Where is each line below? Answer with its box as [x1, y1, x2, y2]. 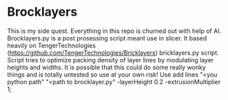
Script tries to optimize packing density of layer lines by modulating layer [7, 55, 214, 64]
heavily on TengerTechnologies [7, 41, 96, 49]
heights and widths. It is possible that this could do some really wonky [7, 63, 207, 71]
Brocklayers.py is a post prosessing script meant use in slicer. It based [7, 34, 207, 42]
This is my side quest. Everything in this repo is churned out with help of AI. [7, 27, 222, 35]
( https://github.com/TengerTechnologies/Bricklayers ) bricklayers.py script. [7, 49, 219, 57]
